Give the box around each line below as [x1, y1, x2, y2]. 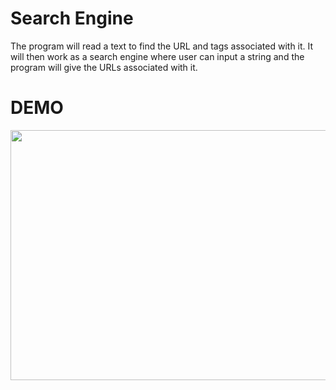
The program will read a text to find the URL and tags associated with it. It [10, 40, 314, 52]
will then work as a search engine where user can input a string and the [10, 50, 305, 62]
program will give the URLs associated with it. [10, 61, 198, 73]
